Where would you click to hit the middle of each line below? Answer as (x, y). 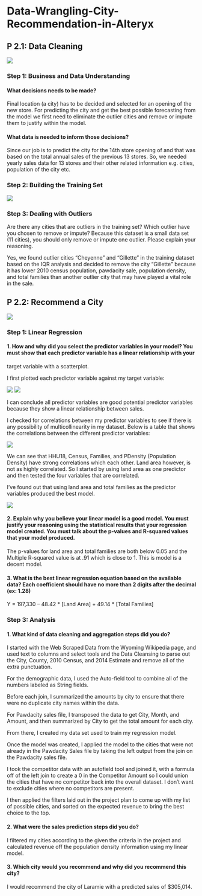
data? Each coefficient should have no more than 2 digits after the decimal (102, 584)
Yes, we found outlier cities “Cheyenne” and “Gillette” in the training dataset (101, 257)
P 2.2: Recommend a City (55, 302)
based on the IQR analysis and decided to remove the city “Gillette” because (101, 264)
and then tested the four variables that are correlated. (73, 475)
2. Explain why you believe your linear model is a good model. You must (98, 519)
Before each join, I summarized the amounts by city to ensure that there (96, 697)
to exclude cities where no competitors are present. (71, 789)
